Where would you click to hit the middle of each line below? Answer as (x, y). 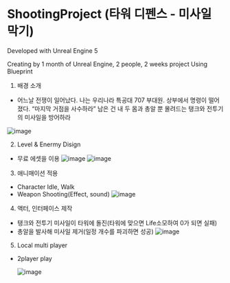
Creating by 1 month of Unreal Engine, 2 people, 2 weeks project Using (107, 64)
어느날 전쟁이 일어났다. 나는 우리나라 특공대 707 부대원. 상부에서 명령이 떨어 (118, 100)
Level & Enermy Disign (49, 144)
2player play (35, 258)
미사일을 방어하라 (47, 117)
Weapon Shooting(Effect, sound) (63, 194)
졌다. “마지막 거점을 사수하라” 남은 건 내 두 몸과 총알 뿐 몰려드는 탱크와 (111, 109)
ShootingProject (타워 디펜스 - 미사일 (110, 14)
